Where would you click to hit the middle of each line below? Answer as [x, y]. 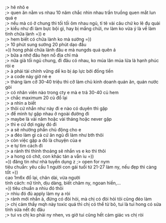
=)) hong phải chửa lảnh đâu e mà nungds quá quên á [60, 50]
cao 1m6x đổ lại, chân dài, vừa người [43, 178]
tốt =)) [12, 172]
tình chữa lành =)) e [25, 34]
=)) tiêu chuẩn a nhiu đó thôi [34, 188]
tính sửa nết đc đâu [25, 209]
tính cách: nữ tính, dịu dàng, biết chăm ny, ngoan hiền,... [63, 183]
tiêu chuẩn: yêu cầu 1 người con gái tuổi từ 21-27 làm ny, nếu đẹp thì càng [81, 167]
